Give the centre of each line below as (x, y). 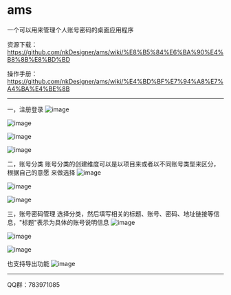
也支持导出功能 (28, 263)
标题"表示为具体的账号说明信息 (66, 222)
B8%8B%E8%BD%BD (39, 59)
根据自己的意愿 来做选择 (41, 172)
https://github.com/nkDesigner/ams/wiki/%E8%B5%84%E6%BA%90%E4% (115, 52)
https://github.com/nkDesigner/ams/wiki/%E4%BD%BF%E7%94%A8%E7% (115, 81)
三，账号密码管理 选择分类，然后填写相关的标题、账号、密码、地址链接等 (110, 214)
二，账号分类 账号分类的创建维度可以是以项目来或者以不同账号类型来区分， (113, 164)
